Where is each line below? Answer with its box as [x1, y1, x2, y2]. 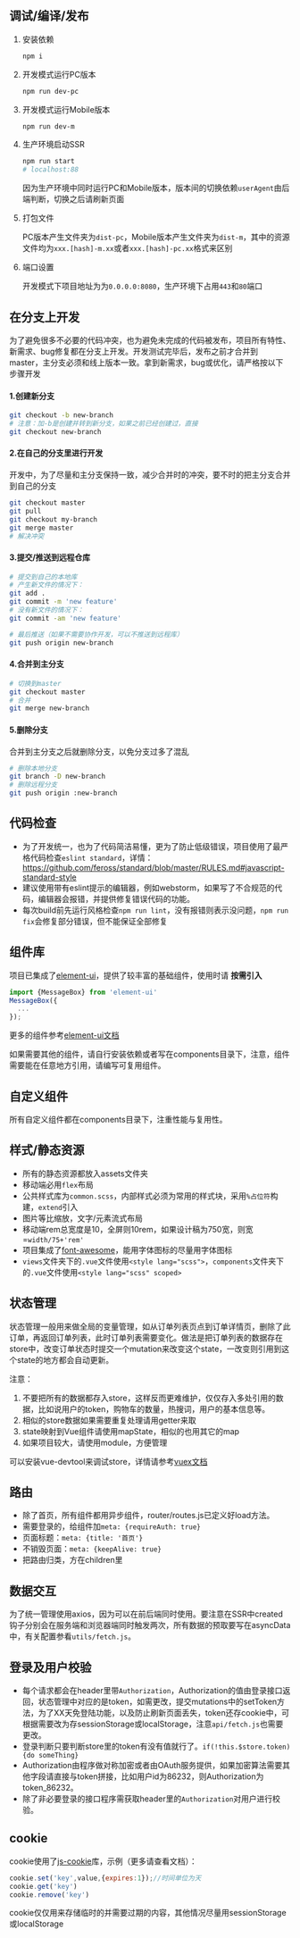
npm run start [21, 157, 75, 166]
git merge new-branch [9, 704, 90, 713]
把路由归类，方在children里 [21, 1555, 123, 1566]
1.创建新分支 [9, 390, 55, 401]
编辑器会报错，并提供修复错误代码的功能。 [37, 893, 195, 904]
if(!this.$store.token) [202, 1742, 291, 1752]
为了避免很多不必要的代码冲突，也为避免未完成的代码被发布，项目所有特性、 [9, 335, 291, 346]
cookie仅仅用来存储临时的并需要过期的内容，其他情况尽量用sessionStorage [9, 1908, 287, 1918]
